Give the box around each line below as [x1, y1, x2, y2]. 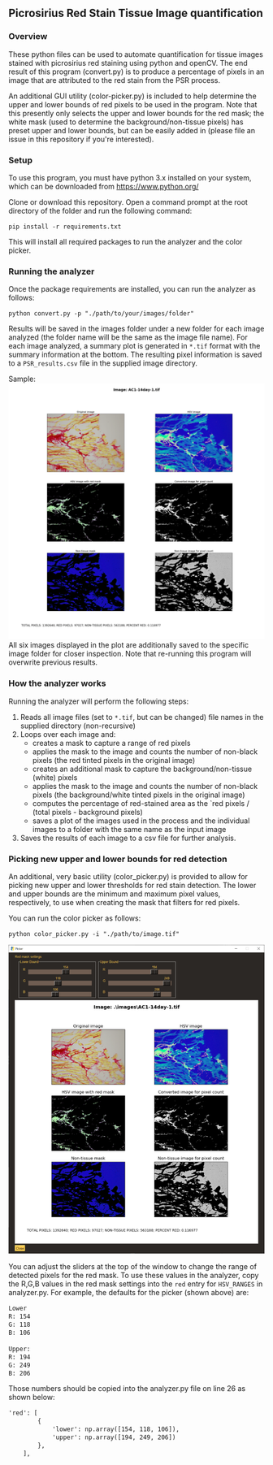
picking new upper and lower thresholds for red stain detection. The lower [8, 880, 257, 890]
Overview [8, 31, 48, 42]
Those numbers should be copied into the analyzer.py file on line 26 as [8, 1383, 246, 1393]
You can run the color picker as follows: [8, 913, 141, 923]
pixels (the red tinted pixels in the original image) [32, 755, 196, 765]
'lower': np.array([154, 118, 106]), [51, 1425, 180, 1433]
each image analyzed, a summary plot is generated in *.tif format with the [8, 341, 261, 351]
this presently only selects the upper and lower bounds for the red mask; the [8, 108, 265, 118]
